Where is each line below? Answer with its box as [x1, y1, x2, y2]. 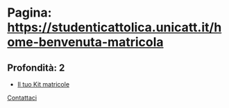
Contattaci [7, 93, 37, 102]
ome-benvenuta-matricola [7, 35, 164, 50]
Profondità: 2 [7, 62, 65, 73]
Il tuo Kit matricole [17, 80, 70, 88]
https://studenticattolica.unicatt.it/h [7, 19, 222, 35]
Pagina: [7, 5, 52, 21]
